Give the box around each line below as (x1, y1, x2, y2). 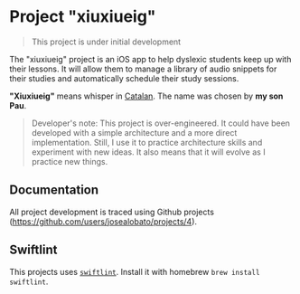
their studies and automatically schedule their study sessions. (9, 72, 239, 83)
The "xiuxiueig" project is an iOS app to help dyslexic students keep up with (9, 53, 292, 64)
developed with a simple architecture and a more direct (31, 127, 238, 138)
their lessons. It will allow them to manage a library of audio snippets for (9, 63, 277, 74)
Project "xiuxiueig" (9, 6, 156, 27)
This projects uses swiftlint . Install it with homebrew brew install (9, 266, 260, 277)
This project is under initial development (31, 36, 182, 47)
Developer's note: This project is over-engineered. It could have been (31, 118, 291, 128)
